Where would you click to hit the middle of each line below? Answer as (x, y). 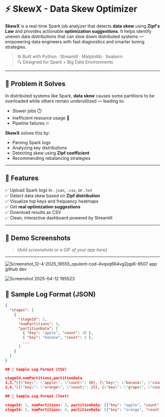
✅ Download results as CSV (33, 212)
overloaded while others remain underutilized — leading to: (65, 101)
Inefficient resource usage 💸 (41, 118)
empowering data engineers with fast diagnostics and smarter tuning (75, 41)
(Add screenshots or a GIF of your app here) (62, 250)
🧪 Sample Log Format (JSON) (50, 294)
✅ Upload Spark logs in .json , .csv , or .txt (49, 190)
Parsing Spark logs (31, 142)
